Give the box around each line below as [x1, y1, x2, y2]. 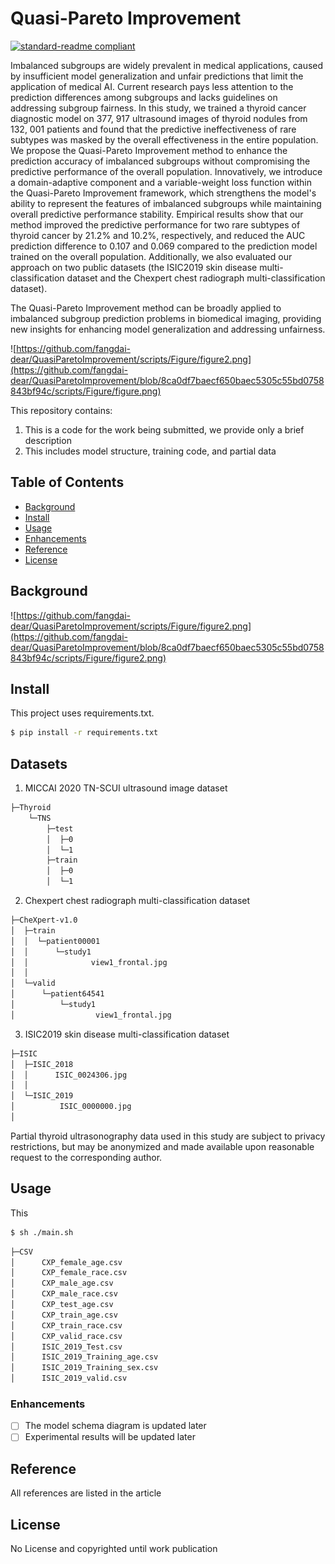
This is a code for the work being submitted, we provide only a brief [24, 423, 305, 436]
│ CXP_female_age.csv [10, 1257, 123, 1267]
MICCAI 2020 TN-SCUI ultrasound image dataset [24, 782, 228, 794]
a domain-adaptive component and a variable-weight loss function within [10, 176, 313, 188]
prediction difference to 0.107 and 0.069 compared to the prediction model [10, 240, 318, 252]
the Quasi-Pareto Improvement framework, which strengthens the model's [10, 187, 317, 199]
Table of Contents [10, 474, 125, 491]
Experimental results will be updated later [24, 1431, 196, 1443]
